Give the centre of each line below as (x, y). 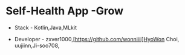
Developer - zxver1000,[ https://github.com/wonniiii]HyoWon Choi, (97, 39)
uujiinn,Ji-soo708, (37, 45)
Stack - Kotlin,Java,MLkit (45, 27)
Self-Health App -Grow (65, 11)
